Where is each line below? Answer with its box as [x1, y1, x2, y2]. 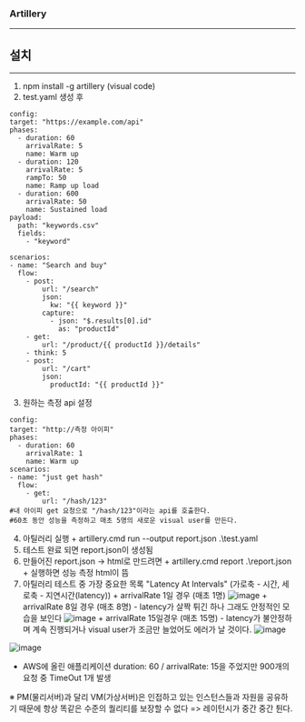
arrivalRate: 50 [25, 197, 88, 206]
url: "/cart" [42, 365, 92, 374]
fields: [17, 229, 47, 238]
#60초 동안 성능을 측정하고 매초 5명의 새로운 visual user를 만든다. [9, 516, 238, 526]
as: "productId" [57, 325, 120, 334]
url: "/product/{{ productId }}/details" [42, 340, 202, 350]
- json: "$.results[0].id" [49, 316, 152, 326]
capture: [42, 308, 75, 318]
